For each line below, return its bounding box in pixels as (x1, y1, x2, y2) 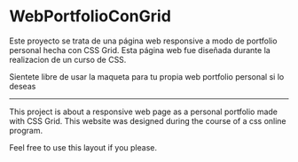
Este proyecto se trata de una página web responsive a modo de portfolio (9, 35, 278, 46)
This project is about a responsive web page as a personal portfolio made (9, 106, 278, 117)
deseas (9, 81, 36, 91)
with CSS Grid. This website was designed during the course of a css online (9, 115, 286, 126)
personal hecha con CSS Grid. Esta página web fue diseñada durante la (9, 44, 271, 55)
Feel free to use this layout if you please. (9, 142, 158, 152)
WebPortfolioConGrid (9, 6, 171, 27)
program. (9, 125, 43, 135)
